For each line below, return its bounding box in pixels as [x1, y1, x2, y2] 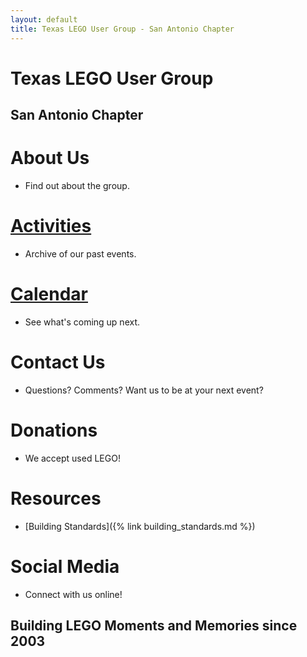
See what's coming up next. [24, 316, 141, 328]
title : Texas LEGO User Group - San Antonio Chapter [10, 24, 235, 34]
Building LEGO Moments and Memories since [10, 617, 298, 635]
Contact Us [10, 351, 106, 374]
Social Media [10, 555, 120, 578]
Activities [10, 215, 92, 238]
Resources [10, 487, 102, 510]
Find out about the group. [24, 180, 130, 192]
